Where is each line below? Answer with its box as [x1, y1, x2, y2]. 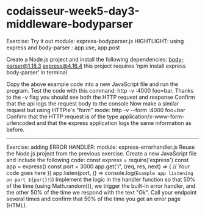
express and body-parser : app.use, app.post [6, 44, 120, 51]
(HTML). [6, 201, 27, 209]
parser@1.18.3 [6, 62, 41, 70]
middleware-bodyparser [6, 17, 133, 31]
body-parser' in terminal [6, 68, 68, 76]
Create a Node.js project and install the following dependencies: [6, 55, 168, 63]
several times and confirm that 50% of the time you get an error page [6, 195, 181, 202]
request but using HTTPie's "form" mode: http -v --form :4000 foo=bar [6, 106, 185, 113]
